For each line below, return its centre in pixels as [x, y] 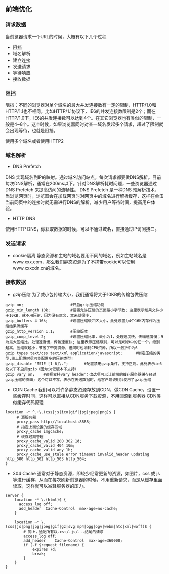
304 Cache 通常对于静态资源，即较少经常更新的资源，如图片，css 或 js [86, 473]
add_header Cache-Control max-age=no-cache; [68, 508]
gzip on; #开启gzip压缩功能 [55, 305]
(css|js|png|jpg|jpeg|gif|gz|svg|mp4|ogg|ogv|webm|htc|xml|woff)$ [76, 526]
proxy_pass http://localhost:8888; [54, 422]
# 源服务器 [26, 417]
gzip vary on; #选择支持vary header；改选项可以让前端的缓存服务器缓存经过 [81, 374]
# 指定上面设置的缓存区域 [39, 427]
